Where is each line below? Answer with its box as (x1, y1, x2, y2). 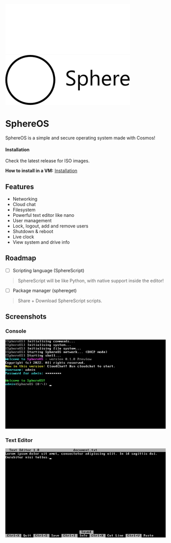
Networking (12, 195, 38, 202)
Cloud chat (12, 201, 36, 207)
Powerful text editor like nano (12, 212, 75, 218)
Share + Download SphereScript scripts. (17, 297, 103, 304)
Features (5, 182, 34, 191)
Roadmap (5, 254, 37, 263)
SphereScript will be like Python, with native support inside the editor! (17, 277, 164, 283)
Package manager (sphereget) (12, 287, 77, 294)
